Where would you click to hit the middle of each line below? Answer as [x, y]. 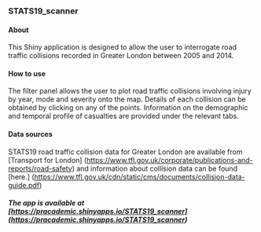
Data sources [30, 134]
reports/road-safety [40, 168]
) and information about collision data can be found [155, 168]
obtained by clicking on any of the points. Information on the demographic [129, 108]
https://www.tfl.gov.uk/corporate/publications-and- [169, 160]
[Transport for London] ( [48, 160]
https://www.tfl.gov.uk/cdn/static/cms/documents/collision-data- [140, 177]
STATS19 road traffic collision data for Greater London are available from [125, 152]
